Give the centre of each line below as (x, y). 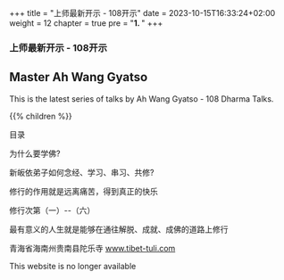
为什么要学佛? (35, 153)
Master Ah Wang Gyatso (79, 77)
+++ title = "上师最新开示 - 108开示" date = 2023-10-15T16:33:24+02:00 (142, 13)
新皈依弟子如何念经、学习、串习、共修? (82, 172)
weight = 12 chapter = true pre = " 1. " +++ (86, 23)
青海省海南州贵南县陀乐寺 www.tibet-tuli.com (92, 248)
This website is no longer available (73, 266)
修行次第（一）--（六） (52, 210)
